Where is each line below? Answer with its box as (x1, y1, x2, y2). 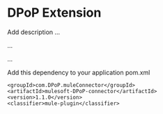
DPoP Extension (7, 5, 102, 21)
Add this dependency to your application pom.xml (7, 68, 150, 76)
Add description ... (7, 28, 61, 36)
